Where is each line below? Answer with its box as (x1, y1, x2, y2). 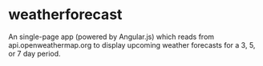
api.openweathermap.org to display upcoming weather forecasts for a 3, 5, (8, 40, 256, 49)
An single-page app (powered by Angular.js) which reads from (8, 32, 215, 41)
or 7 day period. (8, 49, 62, 58)
